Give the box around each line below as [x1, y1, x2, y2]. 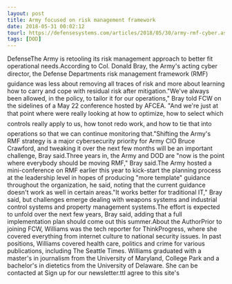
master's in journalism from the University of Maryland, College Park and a [7, 254, 220, 263]
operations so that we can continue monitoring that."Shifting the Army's [7, 130, 211, 138]
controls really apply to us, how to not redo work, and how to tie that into [7, 120, 212, 128]
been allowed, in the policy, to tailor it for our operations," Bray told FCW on [7, 94, 222, 103]
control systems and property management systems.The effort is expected [7, 203, 220, 211]
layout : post [7, 10, 45, 17]
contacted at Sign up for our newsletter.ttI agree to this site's [7, 269, 180, 277]
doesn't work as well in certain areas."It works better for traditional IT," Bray [7, 188, 222, 196]
